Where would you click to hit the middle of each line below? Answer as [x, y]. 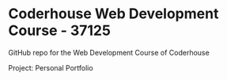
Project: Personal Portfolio [51, 67]
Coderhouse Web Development [114, 14]
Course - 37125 [59, 30]
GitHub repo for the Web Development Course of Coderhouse [109, 52]
